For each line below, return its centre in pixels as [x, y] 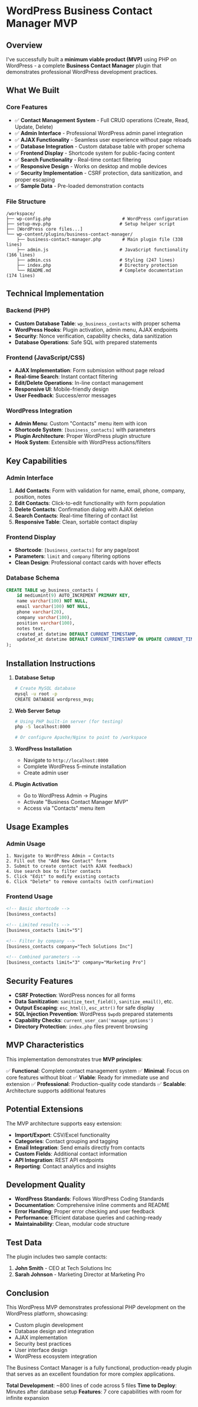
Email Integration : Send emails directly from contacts [80, 1147]
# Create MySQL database [45, 688]
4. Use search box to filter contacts [54, 871]
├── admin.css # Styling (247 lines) [96, 260]
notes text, [31, 629]
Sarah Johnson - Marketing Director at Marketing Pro [80, 1275]
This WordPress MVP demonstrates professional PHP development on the [96, 1307]
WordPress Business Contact [79, 11]
